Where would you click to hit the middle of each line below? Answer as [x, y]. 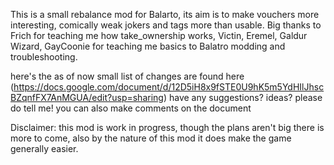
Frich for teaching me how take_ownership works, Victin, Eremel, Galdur [159, 35]
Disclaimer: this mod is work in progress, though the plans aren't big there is [167, 127]
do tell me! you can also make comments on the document [131, 108]
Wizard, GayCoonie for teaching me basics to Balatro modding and [148, 46]
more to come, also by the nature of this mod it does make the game [151, 138]
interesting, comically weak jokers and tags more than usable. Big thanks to [166, 25]
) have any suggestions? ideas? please [243, 97]
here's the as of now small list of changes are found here [127, 76]
